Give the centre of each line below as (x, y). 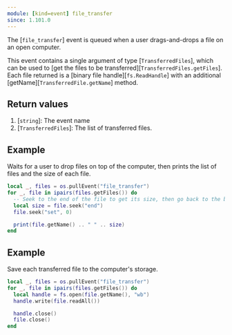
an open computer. (34, 47)
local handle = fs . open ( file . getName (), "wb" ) (81, 294)
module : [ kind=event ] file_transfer (60, 13)
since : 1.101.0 (29, 20)
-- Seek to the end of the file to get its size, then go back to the (117, 199)
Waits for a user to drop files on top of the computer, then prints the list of (112, 166)
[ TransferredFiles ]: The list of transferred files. (85, 128)
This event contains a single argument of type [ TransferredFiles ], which (110, 60)
